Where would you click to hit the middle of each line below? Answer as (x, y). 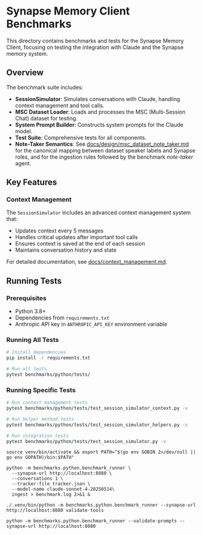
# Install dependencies (36, 352)
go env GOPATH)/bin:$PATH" (40, 458)
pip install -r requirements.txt (48, 358)
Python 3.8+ (31, 311)
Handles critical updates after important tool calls (76, 237)
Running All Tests (33, 340)
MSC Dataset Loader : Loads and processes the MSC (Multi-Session (100, 112)
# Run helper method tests (40, 419)
